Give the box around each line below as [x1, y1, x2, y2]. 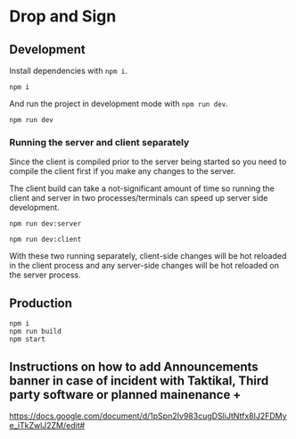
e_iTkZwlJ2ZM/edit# [9, 419, 86, 430]
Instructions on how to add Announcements [9, 359, 259, 374]
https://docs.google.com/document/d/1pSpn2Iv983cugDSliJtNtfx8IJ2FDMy [9, 410, 287, 421]
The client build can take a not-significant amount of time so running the [9, 183, 275, 194]
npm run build [9, 327, 62, 336]
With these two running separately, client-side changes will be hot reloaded [9, 251, 287, 261]
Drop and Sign [9, 6, 117, 27]
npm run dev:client [9, 235, 82, 244]
